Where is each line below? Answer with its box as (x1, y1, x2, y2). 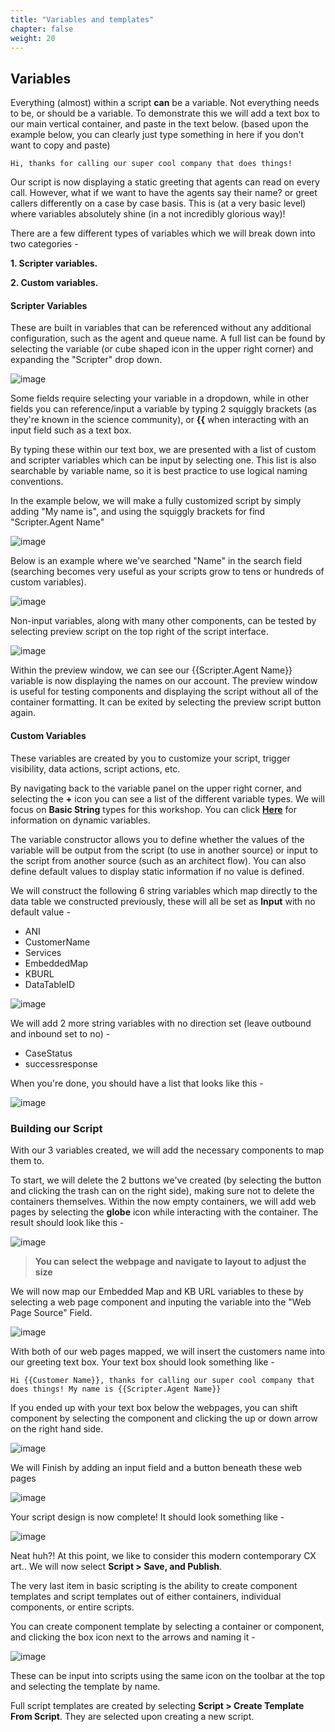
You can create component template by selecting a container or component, (10, 1620, 325, 1632)
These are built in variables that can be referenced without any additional (10, 322, 312, 334)
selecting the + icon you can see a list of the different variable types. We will (10, 792, 325, 805)
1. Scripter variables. (10, 257, 98, 270)
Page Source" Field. (10, 1306, 93, 1318)
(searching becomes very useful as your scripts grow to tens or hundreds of (10, 566, 325, 578)
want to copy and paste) (10, 139, 111, 151)
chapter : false (10, 24, 74, 34)
